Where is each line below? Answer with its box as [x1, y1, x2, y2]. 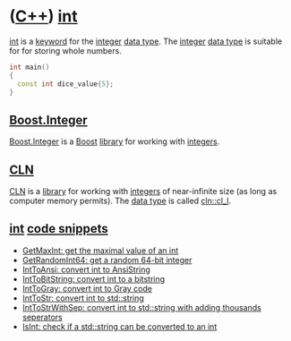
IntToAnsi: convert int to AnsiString [21, 264, 150, 275]
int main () [9, 63, 50, 72]
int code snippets [9, 221, 109, 236]
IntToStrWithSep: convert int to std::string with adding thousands [21, 302, 261, 312]
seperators [21, 311, 63, 322]
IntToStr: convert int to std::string [21, 293, 145, 303]
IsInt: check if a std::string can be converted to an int [21, 320, 218, 332]
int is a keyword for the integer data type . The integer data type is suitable [9, 36, 283, 47]
